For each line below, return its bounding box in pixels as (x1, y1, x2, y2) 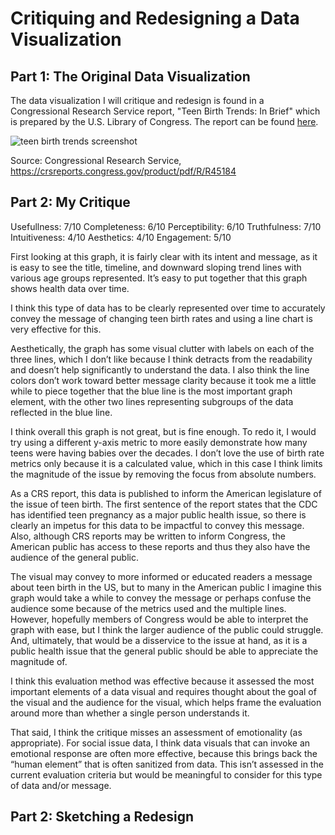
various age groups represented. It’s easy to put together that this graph (10, 272, 308, 284)
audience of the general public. (10, 551, 139, 563)
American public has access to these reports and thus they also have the (10, 540, 311, 552)
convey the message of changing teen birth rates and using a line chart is (10, 312, 313, 324)
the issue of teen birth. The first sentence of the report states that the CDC (10, 498, 318, 510)
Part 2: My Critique (10, 194, 131, 211)
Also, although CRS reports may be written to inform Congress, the (10, 530, 286, 542)
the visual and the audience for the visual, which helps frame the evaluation (10, 696, 322, 708)
